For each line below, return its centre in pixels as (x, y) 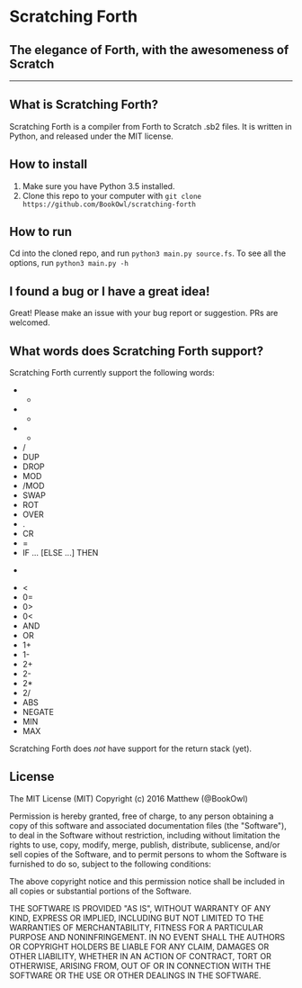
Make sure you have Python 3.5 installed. (98, 186)
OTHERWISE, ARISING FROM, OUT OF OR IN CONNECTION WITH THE (140, 965)
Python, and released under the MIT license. (91, 136)
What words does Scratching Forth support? (136, 351)
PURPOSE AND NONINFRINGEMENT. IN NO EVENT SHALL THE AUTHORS (147, 937)
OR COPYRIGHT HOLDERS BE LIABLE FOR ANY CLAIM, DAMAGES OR (139, 947)
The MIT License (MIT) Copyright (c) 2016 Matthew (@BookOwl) (129, 798)
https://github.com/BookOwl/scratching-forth (109, 204)
